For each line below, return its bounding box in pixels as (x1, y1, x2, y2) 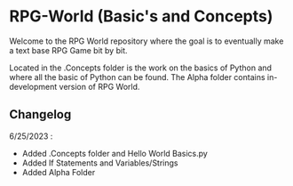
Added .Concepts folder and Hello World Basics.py (21, 148, 209, 158)
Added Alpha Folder (21, 166, 96, 177)
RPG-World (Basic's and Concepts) (9, 6, 273, 27)
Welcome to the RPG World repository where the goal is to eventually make (9, 36, 284, 46)
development (9, 81, 58, 92)
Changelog (9, 107, 72, 122)
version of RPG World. (59, 81, 140, 92)
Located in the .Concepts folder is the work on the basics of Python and (9, 62, 273, 73)
